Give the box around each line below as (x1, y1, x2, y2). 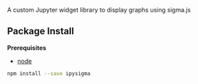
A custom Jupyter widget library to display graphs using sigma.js (7, 6, 191, 14)
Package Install (7, 25, 74, 37)
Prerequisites (7, 44, 47, 52)
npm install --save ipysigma (7, 70, 91, 77)
